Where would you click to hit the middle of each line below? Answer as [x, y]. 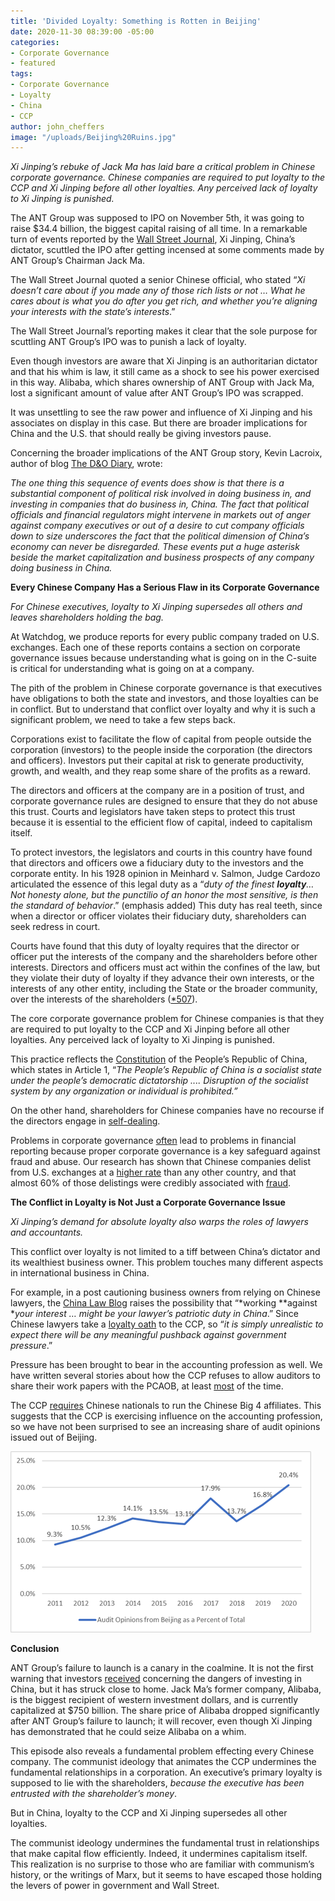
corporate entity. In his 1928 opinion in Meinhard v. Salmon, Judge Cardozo [165, 874]
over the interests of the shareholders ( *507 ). [104, 999]
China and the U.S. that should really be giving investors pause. [141, 434]
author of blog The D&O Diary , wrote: [86, 464]
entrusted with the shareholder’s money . [94, 1794]
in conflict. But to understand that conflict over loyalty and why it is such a [163, 709]
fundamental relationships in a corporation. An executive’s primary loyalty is [166, 1772]
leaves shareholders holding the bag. [87, 617]
